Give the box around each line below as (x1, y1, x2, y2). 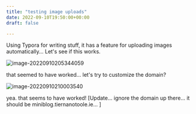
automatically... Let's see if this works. (6, 48, 101, 55)
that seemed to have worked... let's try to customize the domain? (6, 71, 167, 79)
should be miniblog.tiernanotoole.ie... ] (6, 101, 102, 108)
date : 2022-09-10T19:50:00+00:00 (6, 14, 90, 20)
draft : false (6, 20, 39, 26)
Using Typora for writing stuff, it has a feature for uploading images (6, 41, 173, 49)
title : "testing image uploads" (6, 8, 87, 15)
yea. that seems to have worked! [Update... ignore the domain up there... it (6, 94, 190, 102)
